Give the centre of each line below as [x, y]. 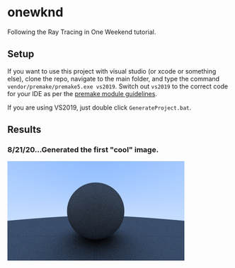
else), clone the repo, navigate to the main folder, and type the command [114, 78]
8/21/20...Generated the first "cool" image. [83, 150]
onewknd [35, 12]
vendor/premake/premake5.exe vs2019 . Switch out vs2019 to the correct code [118, 86]
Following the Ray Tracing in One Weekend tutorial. [82, 32]
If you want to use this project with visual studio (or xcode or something [112, 71]
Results [24, 130]
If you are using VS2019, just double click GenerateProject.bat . [99, 107]
